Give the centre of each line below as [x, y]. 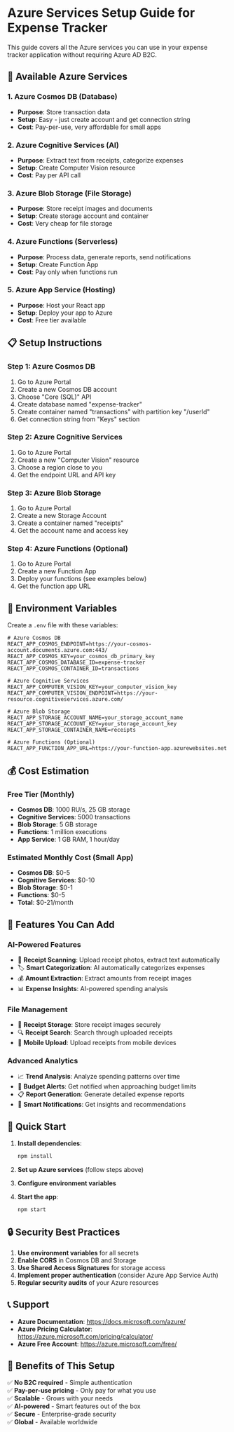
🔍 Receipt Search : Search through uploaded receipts [95, 1032]
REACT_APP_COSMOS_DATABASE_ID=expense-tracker [76, 663]
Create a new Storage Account [62, 516]
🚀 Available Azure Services [67, 77]
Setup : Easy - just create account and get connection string [104, 119]
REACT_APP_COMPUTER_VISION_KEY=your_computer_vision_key [92, 687]
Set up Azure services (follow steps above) [81, 1170]
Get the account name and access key [73, 531]
